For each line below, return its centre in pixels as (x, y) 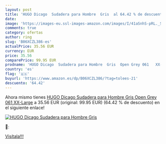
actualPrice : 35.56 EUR (30, 46)
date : (11, 19)
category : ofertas (24, 33)
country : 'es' (20, 70)
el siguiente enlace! (25, 108)
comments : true (21, 28)
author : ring (19, 37)
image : (12, 23)
